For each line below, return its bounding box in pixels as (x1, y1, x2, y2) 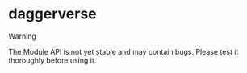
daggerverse (8, 5, 97, 23)
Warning (8, 31, 36, 41)
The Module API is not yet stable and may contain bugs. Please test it (8, 47, 239, 56)
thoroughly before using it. (8, 55, 97, 65)
